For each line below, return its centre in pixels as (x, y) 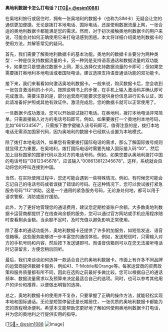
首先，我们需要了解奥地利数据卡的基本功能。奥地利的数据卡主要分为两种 (79, 54)
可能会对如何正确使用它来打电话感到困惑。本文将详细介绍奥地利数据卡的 (88, 37)
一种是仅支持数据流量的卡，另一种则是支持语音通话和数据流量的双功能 (86, 60)
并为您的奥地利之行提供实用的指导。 (42, 314)
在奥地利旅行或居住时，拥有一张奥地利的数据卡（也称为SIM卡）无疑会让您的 (84, 18)
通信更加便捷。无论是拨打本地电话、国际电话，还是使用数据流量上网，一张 (82, 25)
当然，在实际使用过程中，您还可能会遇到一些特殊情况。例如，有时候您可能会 (84, 178)
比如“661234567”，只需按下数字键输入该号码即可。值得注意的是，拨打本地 (82, 125)
